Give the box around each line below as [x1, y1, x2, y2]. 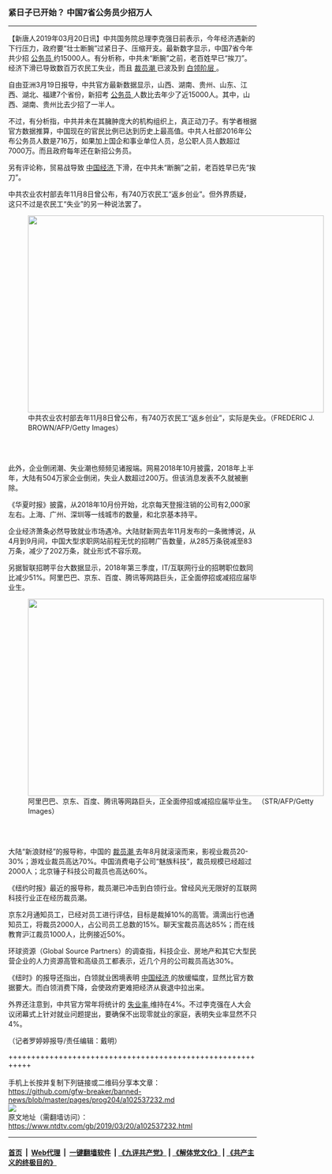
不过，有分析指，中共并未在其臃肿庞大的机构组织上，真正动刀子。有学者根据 [8, 117, 257, 126]
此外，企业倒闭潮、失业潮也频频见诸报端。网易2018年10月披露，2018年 [8, 464, 241, 473]
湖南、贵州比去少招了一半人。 [21, 100, 119, 110]
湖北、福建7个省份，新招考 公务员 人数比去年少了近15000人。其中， [21, 90, 244, 99]
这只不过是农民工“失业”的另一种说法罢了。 [8, 199, 146, 209]
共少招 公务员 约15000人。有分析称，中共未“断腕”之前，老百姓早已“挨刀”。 [8, 54, 252, 63]
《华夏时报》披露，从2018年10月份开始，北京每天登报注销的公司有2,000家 [8, 500, 251, 509]
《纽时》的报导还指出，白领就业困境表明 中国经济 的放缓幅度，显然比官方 [8, 973, 247, 982]
